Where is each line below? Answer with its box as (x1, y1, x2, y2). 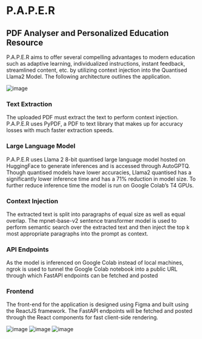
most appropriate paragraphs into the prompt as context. (6, 229, 149, 237)
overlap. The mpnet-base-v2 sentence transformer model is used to (6, 217, 177, 224)
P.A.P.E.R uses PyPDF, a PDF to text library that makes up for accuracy (6, 120, 183, 128)
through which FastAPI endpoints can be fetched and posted (6, 272, 158, 279)
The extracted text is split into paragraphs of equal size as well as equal (6, 211, 186, 218)
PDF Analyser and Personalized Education (6, 28, 169, 38)
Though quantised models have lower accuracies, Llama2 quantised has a (6, 169, 192, 176)
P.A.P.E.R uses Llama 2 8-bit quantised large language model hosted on (6, 156, 186, 163)
